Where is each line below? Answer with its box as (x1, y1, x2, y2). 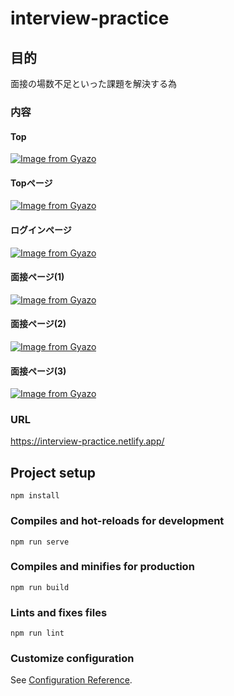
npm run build (10, 582, 70, 592)
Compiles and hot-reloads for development (10, 514, 225, 528)
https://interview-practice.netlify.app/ (10, 435, 165, 447)
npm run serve (10, 537, 70, 547)
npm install (10, 491, 60, 501)
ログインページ (10, 223, 72, 236)
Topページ (10, 177, 53, 189)
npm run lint (10, 628, 65, 639)
